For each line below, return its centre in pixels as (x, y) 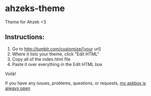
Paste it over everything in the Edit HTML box (57, 64)
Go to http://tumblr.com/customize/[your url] (56, 48)
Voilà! (11, 74)
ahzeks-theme (35, 8)
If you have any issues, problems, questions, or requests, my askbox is (75, 83)
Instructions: (25, 37)
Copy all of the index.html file (41, 59)
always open (18, 88)
